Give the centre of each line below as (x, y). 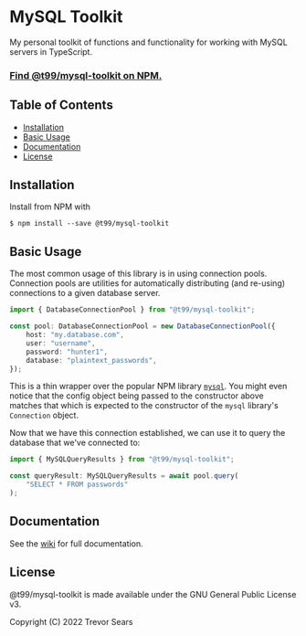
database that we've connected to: (75, 443)
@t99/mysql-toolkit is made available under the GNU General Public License (153, 594)
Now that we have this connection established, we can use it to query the (148, 433)
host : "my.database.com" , (75, 335)
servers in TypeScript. (51, 51)
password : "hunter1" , (67, 352)
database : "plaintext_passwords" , (91, 360)
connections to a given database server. (85, 293)
